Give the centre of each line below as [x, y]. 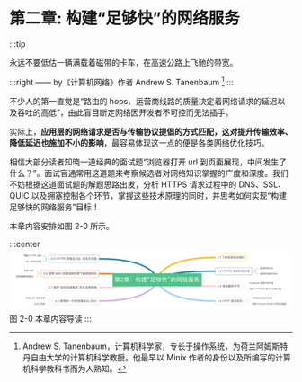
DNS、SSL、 [262, 184]
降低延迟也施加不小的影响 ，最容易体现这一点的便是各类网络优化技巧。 [139, 142]
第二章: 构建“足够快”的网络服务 [124, 18]
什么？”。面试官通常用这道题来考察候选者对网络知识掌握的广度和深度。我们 [149, 173]
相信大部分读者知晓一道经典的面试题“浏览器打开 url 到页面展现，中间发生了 [148, 162]
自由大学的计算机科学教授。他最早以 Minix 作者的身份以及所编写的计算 [161, 357]
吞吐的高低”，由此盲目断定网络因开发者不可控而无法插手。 [125, 112]
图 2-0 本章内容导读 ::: [50, 318]
